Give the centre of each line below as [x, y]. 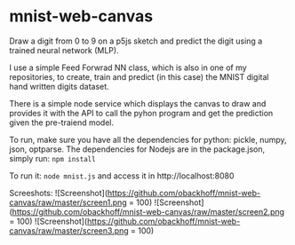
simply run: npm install [52, 158]
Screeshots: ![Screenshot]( [59, 193]
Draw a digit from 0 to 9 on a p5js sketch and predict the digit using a [136, 41]
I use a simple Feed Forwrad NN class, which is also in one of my [128, 67]
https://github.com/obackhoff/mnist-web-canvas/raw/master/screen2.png [148, 211]
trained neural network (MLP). [64, 50]
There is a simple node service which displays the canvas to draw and [138, 103]
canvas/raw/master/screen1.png [68, 202]
